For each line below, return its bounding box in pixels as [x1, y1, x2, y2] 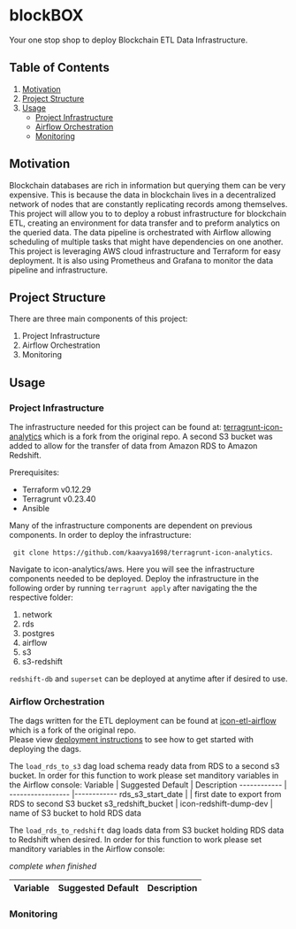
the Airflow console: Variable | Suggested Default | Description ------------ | [9, 779, 287, 790]
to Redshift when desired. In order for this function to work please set [9, 834, 262, 845]
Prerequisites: [9, 467, 60, 478]
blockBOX [9, 5, 84, 26]
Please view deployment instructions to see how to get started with [9, 734, 254, 745]
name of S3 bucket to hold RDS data [9, 808, 141, 818]
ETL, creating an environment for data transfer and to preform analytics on [9, 218, 281, 228]
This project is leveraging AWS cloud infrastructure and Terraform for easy [9, 245, 281, 257]
